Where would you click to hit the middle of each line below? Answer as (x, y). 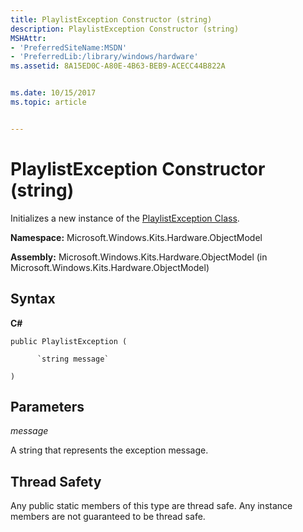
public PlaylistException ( (69, 341)
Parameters (47, 406)
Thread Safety (56, 481)
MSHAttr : (28, 38)
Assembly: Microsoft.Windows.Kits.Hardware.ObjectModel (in (139, 257)
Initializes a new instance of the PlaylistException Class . (125, 218)
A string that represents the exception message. (109, 450)
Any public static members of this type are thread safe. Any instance (151, 506)
